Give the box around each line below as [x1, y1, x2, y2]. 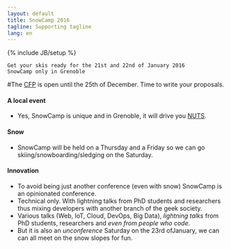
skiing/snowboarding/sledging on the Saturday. [17, 150, 153, 159]
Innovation [7, 166, 40, 175]
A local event [7, 96, 47, 104]
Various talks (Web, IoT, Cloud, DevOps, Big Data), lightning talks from [17, 211, 219, 220]
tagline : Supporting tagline [7, 23, 92, 30]
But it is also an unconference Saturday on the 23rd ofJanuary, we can [17, 226, 220, 234]
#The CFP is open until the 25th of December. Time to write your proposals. [7, 81, 225, 89]
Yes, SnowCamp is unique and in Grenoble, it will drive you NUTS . [17, 112, 207, 120]
